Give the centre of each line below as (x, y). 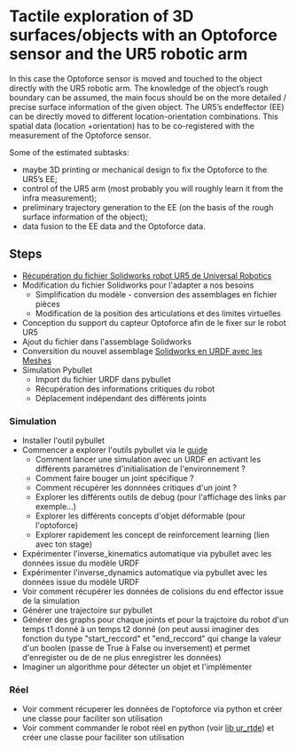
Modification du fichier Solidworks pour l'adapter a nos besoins (138, 285)
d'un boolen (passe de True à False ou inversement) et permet (136, 648)
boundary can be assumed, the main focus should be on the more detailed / (148, 97)
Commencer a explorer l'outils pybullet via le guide (115, 450)
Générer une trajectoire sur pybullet (87, 611)
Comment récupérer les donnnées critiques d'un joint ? (136, 488)
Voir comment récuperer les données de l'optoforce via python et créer (152, 709)
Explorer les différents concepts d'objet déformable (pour (141, 516)
